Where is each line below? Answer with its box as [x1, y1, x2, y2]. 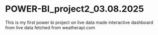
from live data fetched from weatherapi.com [5, 24, 95, 30]
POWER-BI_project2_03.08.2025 [5, 3, 144, 15]
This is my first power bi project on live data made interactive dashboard [5, 19, 154, 25]
